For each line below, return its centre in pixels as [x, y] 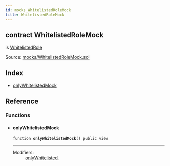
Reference [22, 101]
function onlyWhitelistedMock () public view [60, 138]
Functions [18, 115]
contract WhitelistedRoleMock [54, 35]
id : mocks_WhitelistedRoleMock [38, 10]
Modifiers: [23, 152]
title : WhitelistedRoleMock [35, 15]
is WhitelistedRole [24, 47]
